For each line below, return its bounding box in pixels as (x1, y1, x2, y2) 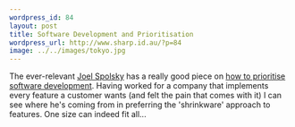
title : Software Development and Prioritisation (9, 30, 194, 38)
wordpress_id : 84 (9, 13, 74, 22)
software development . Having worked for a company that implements (9, 80, 269, 91)
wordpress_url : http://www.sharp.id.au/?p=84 (9, 38, 181, 47)
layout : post (9, 21, 58, 30)
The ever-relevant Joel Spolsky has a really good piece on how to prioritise (9, 71, 286, 81)
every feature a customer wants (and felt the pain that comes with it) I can (9, 90, 282, 101)
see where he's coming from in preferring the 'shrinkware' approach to (9, 99, 271, 110)
